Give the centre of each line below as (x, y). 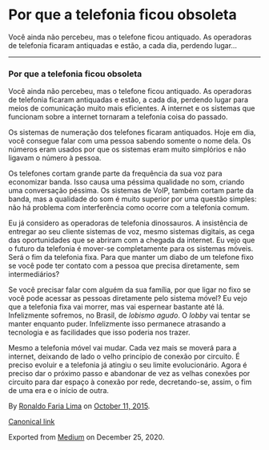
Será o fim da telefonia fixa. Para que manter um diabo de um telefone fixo (131, 257)
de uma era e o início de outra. (59, 391)
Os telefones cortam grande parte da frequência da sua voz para (115, 173)
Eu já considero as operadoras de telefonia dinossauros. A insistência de (128, 223)
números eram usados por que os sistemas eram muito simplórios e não (127, 149)
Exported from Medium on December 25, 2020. (86, 437)
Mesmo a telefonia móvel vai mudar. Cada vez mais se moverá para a (122, 348)
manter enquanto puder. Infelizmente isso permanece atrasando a (117, 324)
